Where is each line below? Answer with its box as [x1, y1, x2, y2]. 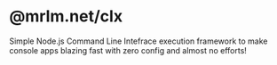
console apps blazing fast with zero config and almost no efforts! [9, 45, 247, 55]
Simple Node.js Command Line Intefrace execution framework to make [9, 36, 268, 46]
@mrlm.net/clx [9, 6, 123, 27]
